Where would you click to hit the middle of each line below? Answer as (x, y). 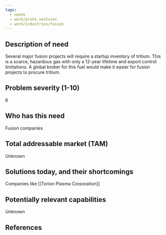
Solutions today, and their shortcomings (69, 171)
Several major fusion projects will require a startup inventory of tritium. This (83, 56)
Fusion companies (24, 128)
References (24, 227)
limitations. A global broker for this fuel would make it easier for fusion (78, 67)
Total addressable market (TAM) (57, 144)
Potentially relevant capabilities (56, 200)
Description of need (37, 44)
